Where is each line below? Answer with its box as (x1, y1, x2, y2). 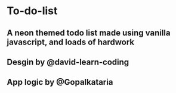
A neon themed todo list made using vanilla (7, 28, 171, 38)
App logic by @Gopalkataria (7, 77, 113, 87)
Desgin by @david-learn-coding (7, 57, 129, 67)
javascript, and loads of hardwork (7, 37, 135, 47)
